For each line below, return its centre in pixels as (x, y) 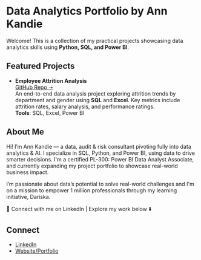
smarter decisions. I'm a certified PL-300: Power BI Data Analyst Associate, (100, 159)
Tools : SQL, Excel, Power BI (50, 112)
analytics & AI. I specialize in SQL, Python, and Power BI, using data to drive (101, 153)
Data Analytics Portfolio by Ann (87, 11)
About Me (25, 132)
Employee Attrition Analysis (51, 80)
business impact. (28, 172)
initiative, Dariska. (28, 197)
